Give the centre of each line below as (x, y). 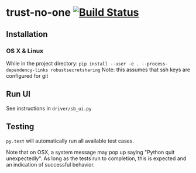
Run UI (18, 94)
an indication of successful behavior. (50, 164)
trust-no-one (39, 13)
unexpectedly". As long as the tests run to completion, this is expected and (96, 158)
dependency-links (27, 70)
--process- (155, 64)
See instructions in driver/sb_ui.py (49, 108)
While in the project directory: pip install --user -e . (73, 63)
